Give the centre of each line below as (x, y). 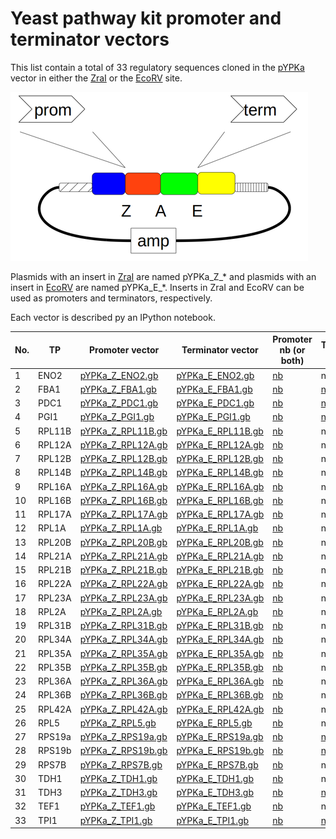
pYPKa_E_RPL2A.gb (217, 611)
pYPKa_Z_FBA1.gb (118, 389)
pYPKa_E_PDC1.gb (215, 403)
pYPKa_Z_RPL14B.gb (123, 473)
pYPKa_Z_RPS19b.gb (123, 751)
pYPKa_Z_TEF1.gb (117, 806)
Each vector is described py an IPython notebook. (113, 317)
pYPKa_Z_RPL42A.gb (123, 709)
